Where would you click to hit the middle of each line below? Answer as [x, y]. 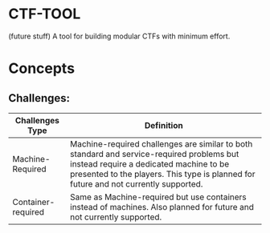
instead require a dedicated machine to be [149, 163]
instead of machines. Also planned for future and [162, 207]
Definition [164, 125]
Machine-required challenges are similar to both [161, 143]
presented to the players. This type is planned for [162, 174]
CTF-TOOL [45, 14]
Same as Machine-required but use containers [158, 197]
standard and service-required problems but [154, 154]
